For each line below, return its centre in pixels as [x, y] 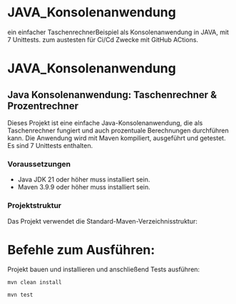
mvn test [20, 295]
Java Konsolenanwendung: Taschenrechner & [112, 94]
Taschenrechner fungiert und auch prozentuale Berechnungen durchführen [118, 130]
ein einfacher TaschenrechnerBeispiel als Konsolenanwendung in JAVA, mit [118, 32]
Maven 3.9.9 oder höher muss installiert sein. [84, 187]
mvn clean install [35, 283]
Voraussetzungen [39, 164]
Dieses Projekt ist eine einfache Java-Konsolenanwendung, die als [105, 122]
